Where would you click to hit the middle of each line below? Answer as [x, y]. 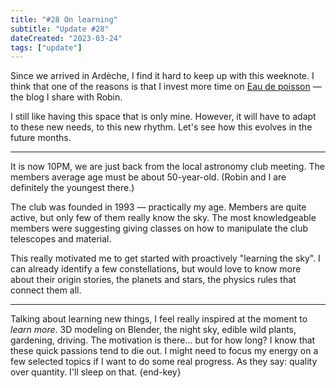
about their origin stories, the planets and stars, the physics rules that [153, 280]
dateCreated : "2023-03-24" [66, 38]
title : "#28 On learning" [64, 19]
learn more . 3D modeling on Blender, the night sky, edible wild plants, [153, 330]
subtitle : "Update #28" [60, 29]
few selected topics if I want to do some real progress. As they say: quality [164, 362]
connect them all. [46, 290]
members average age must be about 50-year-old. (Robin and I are [148, 177]
